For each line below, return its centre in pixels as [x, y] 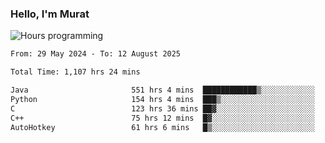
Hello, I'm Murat [50, 14]
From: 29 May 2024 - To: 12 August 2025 [96, 54]
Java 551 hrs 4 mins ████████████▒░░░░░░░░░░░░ [162, 90]
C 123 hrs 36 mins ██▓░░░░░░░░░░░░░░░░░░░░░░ [162, 108]
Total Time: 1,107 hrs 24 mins [75, 72]
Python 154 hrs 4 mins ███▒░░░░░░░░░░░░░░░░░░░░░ [162, 99]
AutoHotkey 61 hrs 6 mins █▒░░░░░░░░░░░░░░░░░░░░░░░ [162, 127]
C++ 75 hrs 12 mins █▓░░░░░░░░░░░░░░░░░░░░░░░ [162, 118]
